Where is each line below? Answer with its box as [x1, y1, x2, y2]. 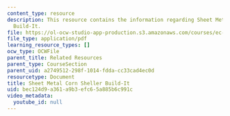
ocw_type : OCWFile [7, 48, 60, 55]
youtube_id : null [13, 99, 63, 106]
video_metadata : [7, 93, 53, 100]
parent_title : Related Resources [7, 55, 103, 61]
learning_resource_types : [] [7, 42, 90, 48]
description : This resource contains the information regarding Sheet [7, 16, 213, 23]
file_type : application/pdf [7, 35, 88, 42]
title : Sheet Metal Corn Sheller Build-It [7, 80, 130, 87]
